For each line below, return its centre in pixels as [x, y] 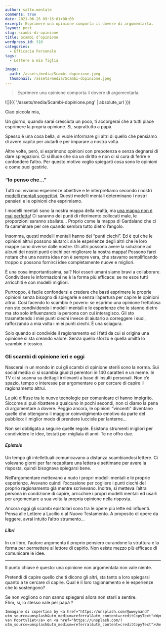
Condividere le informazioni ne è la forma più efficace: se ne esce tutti [77, 277]
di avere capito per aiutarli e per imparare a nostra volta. [62, 141]
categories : [17, 47]
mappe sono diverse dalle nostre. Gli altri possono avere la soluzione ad [78, 247]
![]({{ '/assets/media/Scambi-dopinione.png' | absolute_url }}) [68, 102]
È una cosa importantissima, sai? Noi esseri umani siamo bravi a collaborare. [83, 272]
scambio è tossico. [24, 344]
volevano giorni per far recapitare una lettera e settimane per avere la [76, 463]
